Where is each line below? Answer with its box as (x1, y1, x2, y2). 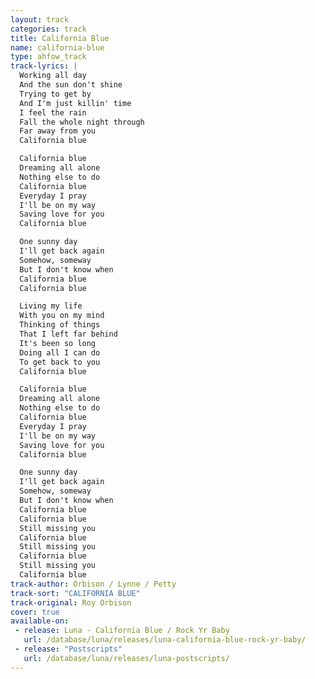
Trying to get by (19, 89, 92, 99)
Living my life (19, 301, 83, 311)
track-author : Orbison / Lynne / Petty (10, 579, 177, 589)
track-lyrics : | (10, 61, 78, 71)
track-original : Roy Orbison (10, 597, 132, 608)
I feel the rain (19, 107, 87, 118)
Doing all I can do (19, 347, 101, 358)
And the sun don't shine (19, 80, 123, 90)
